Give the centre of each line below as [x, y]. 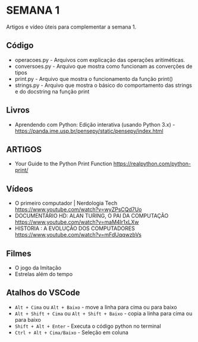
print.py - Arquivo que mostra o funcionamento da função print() [94, 79]
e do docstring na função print [52, 91]
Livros [18, 110]
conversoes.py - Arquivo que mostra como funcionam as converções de [103, 66]
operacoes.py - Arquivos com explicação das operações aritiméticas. [100, 59]
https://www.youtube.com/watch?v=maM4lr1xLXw [77, 222]
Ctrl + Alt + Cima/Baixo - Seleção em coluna [72, 332]
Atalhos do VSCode [43, 293]
